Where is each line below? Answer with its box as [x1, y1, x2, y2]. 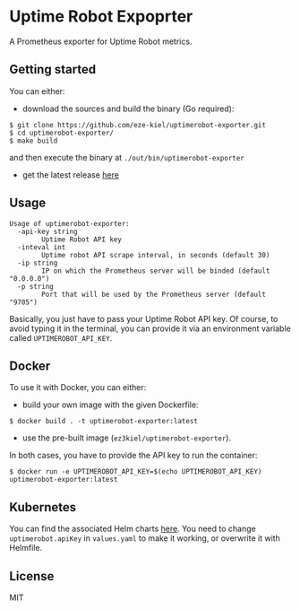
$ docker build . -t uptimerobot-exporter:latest [9, 417, 199, 426]
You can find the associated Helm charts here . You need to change [9, 523, 257, 535]
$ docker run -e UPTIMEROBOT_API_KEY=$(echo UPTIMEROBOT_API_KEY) [9, 467, 262, 476]
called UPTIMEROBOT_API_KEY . [9, 332, 113, 343]
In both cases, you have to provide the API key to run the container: [9, 450, 258, 461]
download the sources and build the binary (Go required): [21, 103, 235, 114]
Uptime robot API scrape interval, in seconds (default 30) [41, 250, 270, 259]
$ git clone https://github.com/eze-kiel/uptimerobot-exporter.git [9, 120, 267, 129]
